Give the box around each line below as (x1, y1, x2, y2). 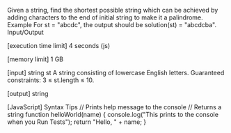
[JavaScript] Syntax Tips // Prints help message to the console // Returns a (7, 103, 222, 111)
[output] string (7, 90, 49, 97)
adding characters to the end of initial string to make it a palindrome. (7, 13, 203, 22)
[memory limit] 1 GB (7, 55, 64, 63)
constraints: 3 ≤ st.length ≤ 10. (7, 76, 95, 84)
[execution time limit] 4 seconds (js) (7, 42, 111, 49)
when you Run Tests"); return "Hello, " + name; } (7, 118, 147, 126)
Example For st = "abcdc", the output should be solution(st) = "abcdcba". (7, 21, 217, 29)
